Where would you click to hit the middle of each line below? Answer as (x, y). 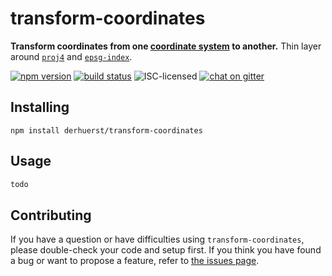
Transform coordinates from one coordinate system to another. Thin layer (166, 46)
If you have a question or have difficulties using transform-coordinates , (157, 239)
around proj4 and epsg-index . (71, 56)
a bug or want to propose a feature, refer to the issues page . (135, 261)
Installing (40, 107)
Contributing (51, 215)
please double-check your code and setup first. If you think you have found (166, 250)
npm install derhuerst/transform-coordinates (106, 130)
